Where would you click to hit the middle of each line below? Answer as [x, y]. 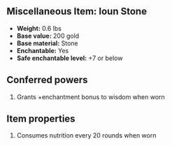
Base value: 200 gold [48, 36]
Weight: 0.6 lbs [39, 28]
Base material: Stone [47, 43]
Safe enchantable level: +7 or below [70, 58]
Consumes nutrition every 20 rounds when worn [86, 136]
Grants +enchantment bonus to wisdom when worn [91, 96]
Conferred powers [47, 80]
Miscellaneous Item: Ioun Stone [77, 12]
